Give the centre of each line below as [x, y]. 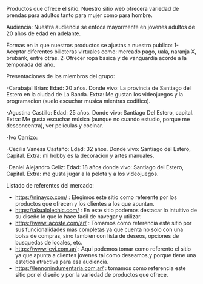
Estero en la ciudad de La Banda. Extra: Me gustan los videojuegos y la [95, 94]
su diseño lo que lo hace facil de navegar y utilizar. [78, 217]
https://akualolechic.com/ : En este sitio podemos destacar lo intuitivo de [106, 210]
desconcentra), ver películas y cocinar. [55, 126]
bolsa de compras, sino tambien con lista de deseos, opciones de [97, 236]
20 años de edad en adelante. [44, 33]
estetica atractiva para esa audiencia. [62, 262]
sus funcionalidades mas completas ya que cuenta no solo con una [99, 229]
